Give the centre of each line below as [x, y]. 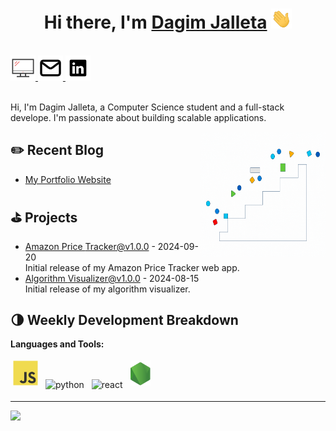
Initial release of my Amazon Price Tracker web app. [132, 267]
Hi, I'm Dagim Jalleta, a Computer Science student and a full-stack [147, 107]
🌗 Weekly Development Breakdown [124, 319]
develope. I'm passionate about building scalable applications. [138, 117]
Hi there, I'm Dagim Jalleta [155, 22]
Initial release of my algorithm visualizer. [107, 289]
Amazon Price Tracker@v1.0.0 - [90, 246]
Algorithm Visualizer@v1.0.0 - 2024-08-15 [112, 278]
